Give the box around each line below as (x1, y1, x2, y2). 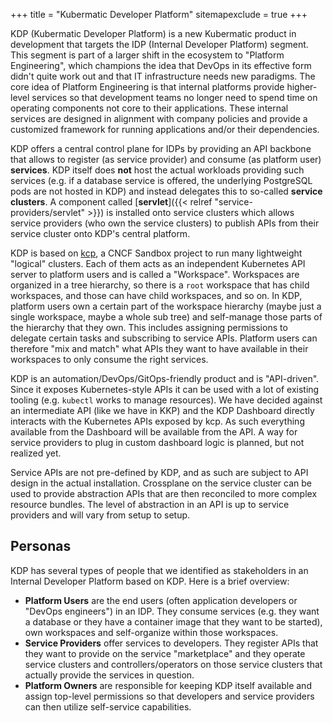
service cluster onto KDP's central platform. (10, 228, 191, 239)
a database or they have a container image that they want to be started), (24, 615, 323, 628)
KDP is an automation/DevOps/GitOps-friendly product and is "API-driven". (10, 373, 320, 384)
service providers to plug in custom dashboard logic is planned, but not (10, 437, 305, 448)
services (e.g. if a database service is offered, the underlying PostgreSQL (10, 175, 313, 186)
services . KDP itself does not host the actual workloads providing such (10, 164, 305, 176)
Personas (10, 538, 72, 555)
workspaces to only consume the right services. (10, 354, 209, 365)
